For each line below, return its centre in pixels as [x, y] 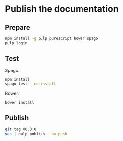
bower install [20, 103]
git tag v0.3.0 [21, 129]
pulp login [16, 43]
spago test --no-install [31, 84]
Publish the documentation [62, 9]
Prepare [18, 27]
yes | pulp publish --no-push [36, 134]
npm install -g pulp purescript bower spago [52, 38]
